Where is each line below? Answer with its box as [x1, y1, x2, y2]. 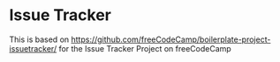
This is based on [9, 34, 70, 45]
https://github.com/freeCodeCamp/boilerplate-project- [71, 34, 271, 45]
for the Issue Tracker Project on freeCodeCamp [58, 43, 231, 53]
